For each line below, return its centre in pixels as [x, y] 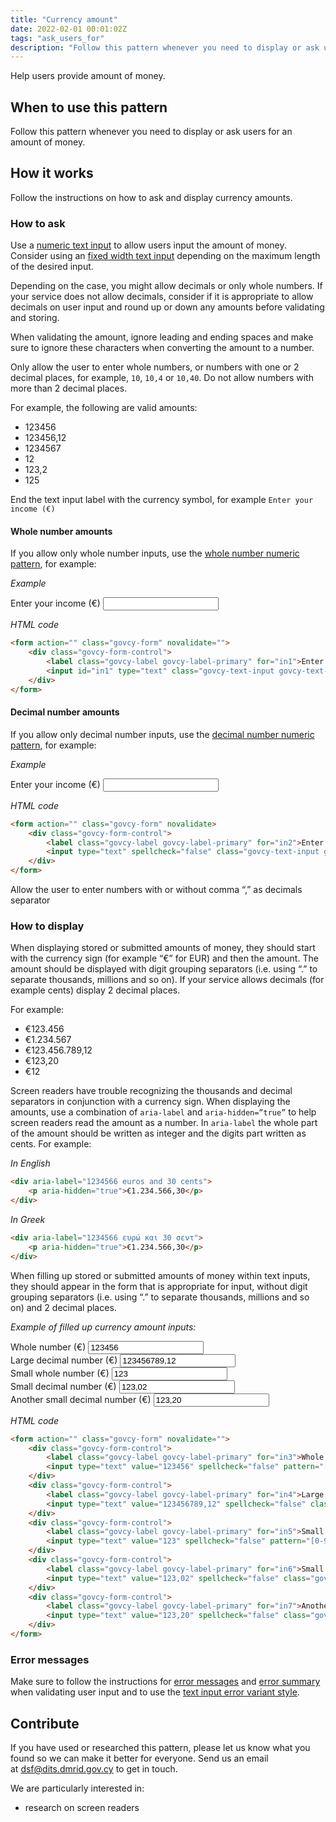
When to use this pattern [89, 107]
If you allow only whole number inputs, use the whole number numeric [155, 553]
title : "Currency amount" [64, 19]
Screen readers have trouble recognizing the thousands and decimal [151, 1091]
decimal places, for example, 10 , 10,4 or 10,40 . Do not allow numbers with [162, 378]
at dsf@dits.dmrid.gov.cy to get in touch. [94, 1768]
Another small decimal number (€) [81, 1399]
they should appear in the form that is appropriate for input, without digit [159, 1286]
